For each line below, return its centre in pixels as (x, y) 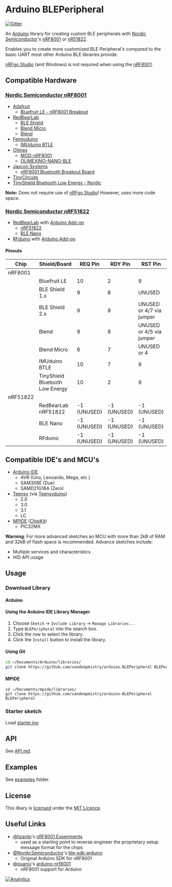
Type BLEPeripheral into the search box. (55, 629)
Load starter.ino (22, 722)
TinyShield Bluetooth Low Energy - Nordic (57, 183)
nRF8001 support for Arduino (51, 869)
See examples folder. (28, 780)
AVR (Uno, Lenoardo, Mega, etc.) (55, 477)
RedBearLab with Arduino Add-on (48, 222)
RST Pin (151, 264)
